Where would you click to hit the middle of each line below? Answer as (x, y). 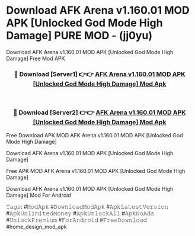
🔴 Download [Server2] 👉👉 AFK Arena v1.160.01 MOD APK (100, 112)
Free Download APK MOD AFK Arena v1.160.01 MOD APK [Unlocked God (95, 135)
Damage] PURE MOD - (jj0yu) (79, 36)
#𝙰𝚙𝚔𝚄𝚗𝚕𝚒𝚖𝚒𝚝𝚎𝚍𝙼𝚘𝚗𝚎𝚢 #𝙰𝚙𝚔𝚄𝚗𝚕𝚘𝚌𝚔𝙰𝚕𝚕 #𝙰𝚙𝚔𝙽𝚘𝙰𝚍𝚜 (80, 213)
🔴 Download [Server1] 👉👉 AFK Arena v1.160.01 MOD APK (100, 74)
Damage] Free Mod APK (36, 58)
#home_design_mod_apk (36, 226)
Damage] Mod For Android (39, 195)
